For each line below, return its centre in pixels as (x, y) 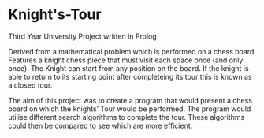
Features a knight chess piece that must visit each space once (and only (126, 60)
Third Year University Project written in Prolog (83, 36)
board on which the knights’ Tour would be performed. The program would (130, 109)
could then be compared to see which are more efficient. (100, 125)
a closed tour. (30, 85)
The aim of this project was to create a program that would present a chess (130, 100)
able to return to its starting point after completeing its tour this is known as (130, 76)
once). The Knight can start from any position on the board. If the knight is (129, 68)
